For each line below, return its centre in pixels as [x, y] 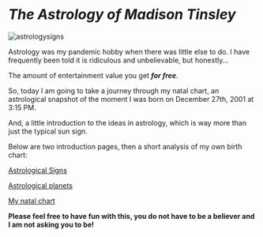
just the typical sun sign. [48, 131]
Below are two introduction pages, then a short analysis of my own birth [125, 146]
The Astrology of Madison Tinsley [122, 15]
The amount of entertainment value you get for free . [94, 75]
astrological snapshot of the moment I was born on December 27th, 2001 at [131, 99]
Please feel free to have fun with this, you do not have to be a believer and [131, 216]
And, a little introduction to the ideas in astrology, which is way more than [128, 122]
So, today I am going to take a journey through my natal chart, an [114, 90]
